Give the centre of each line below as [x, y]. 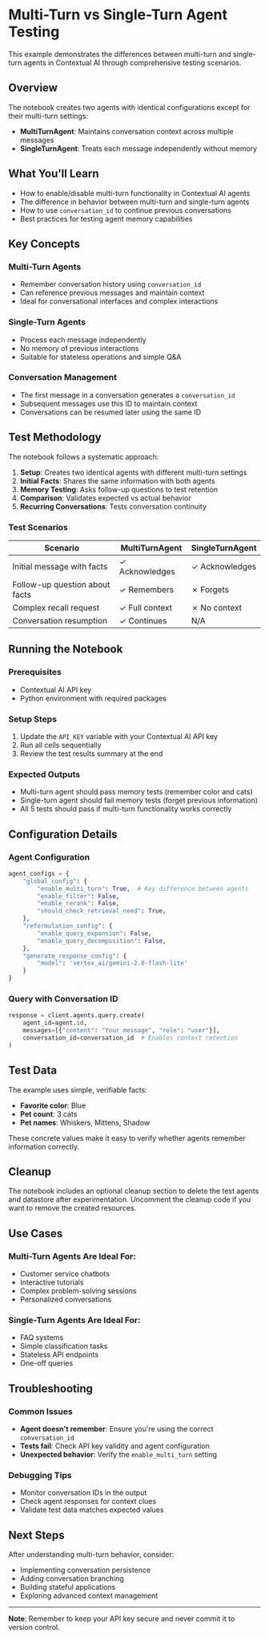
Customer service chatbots [65, 1274]
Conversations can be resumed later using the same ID [110, 412]
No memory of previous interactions [79, 348]
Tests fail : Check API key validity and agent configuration [115, 1446]
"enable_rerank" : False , [78, 904]
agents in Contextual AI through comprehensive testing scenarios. [132, 63]
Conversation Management [63, 378]
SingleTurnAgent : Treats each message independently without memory [139, 148]
